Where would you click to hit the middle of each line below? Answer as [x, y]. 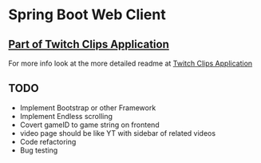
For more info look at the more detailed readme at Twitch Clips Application [130, 63]
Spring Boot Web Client [87, 15]
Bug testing [39, 150]
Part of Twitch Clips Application [89, 44]
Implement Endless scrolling [66, 116]
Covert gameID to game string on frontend [89, 125]
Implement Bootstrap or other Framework [88, 107]
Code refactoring [48, 141]
